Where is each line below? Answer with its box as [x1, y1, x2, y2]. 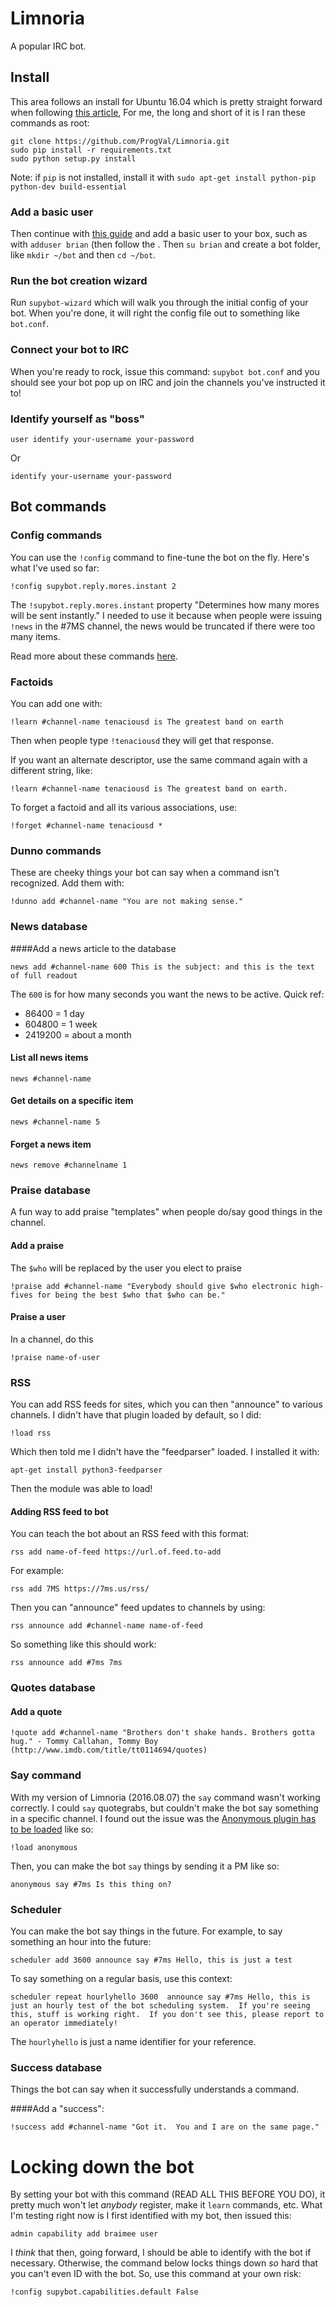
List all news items [10, 1052, 89, 1064]
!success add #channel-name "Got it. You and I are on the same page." [10, 2122, 320, 2132]
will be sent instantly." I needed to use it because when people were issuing [10, 609, 323, 621]
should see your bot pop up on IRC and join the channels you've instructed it [10, 376, 326, 388]
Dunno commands [10, 843, 102, 857]
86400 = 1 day [24, 1007, 85, 1019]
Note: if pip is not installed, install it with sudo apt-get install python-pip [10, 171, 317, 183]
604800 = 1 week [24, 1018, 98, 1030]
